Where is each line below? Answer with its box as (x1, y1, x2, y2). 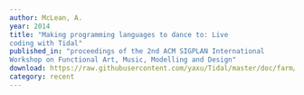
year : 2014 (9, 22, 51, 31)
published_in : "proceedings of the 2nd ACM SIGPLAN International (9, 47, 265, 56)
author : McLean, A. (9, 13, 83, 23)
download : (9, 64, 47, 73)
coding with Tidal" (9, 38, 83, 48)
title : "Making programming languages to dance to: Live (9, 30, 229, 39)
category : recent (9, 72, 75, 81)
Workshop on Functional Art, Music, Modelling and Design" (9, 55, 237, 64)
